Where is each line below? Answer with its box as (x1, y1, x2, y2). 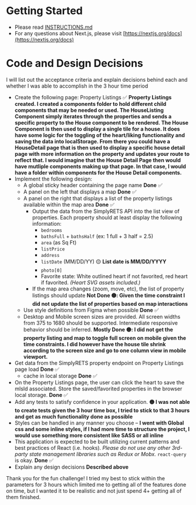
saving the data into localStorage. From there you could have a (14, 138, 170, 145)
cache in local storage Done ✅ (23, 372, 98, 379)
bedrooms (40, 228, 63, 233)
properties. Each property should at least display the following (32, 213, 183, 221)
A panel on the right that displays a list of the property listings (23, 195, 173, 202)
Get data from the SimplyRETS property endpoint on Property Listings (14, 359, 184, 366)
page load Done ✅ (14, 366, 60, 373)
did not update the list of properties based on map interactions (32, 300, 188, 307)
